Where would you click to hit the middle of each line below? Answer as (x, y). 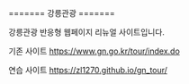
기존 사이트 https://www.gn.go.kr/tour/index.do (94, 51)
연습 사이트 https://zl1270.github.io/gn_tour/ (88, 70)
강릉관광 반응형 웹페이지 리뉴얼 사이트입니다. (87, 32)
